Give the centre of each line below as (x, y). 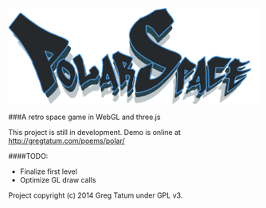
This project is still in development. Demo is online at (95, 132)
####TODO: (28, 156)
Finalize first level (49, 171)
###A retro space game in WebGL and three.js (84, 117)
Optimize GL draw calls (58, 179)
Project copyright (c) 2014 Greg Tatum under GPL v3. (96, 195)
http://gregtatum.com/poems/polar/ (66, 141)
